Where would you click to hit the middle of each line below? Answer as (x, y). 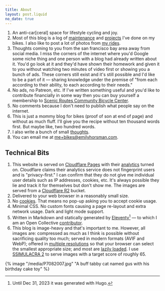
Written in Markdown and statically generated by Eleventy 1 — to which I (84, 217)
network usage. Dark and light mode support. (58, 211)
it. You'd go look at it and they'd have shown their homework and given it (86, 64)
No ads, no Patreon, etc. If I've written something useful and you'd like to (86, 90)
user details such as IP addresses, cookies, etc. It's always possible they (86, 180)
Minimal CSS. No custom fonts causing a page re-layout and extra (79, 206)
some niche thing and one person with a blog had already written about (84, 59)
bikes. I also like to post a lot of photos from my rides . (66, 43)
